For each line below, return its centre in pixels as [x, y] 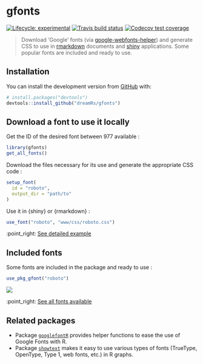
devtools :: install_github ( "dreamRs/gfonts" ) [63, 103]
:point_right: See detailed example [49, 234]
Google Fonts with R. [41, 342]
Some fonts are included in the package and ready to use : [79, 268]
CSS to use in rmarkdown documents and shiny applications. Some [105, 46]
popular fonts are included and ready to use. [76, 52]
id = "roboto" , [31, 188]
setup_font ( [21, 183]
